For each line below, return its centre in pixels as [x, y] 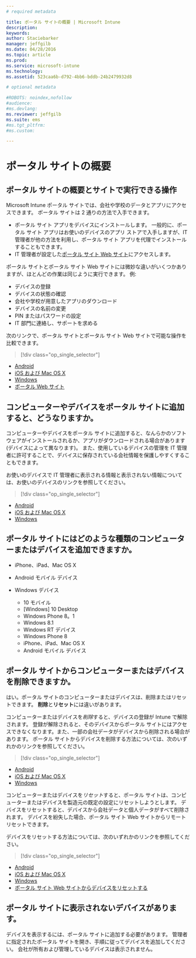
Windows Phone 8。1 [49, 616]
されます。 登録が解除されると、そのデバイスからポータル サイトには [89, 724]
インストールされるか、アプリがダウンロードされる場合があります [106, 441]
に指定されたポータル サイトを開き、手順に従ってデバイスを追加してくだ [93, 942]
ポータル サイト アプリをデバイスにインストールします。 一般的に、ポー [101, 225]
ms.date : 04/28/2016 [31, 50]
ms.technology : [25, 71]
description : [22, 28]
